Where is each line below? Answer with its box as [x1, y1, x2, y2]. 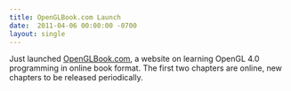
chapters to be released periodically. [9, 72, 144, 83]
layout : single [9, 29, 66, 38]
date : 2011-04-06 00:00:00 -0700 [9, 21, 138, 30]
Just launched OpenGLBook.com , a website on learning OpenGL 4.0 [9, 54, 260, 64]
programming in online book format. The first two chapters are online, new [9, 63, 283, 73]
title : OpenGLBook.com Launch [9, 12, 122, 22]
